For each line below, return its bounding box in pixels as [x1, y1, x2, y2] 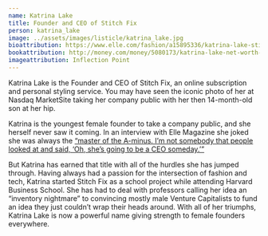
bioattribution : [8, 41, 62, 49]
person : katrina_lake [8, 26, 81, 34]
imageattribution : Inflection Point [8, 57, 130, 65]
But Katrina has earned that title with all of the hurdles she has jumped [8, 159, 239, 169]
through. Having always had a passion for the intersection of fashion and [8, 168, 247, 178]
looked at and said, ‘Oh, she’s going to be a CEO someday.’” [8, 144, 205, 154]
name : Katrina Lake [8, 11, 73, 20]
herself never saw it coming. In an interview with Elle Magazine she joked [8, 127, 249, 136]
